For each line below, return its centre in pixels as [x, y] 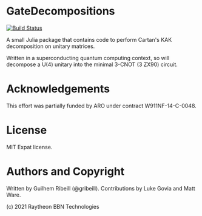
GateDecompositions [61, 11]
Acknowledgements [58, 89]
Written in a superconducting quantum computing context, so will [88, 58]
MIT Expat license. [29, 147]
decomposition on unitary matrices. [51, 46]
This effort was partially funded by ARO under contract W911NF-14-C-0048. [102, 106]
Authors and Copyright [66, 172]
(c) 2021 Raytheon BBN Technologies [53, 206]
